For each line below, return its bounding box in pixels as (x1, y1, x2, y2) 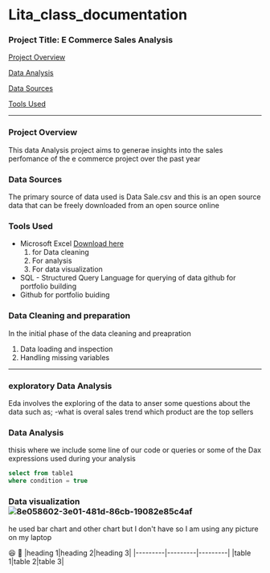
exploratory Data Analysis (8, 380, 112, 391)
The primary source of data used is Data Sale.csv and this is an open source (8, 192, 261, 202)
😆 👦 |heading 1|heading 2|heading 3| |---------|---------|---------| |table (8, 548, 252, 558)
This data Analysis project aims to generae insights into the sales (8, 145, 223, 154)
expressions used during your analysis (8, 454, 137, 464)
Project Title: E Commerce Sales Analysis (8, 35, 174, 46)
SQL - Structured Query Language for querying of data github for (19, 273, 236, 283)
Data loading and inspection (19, 344, 113, 354)
